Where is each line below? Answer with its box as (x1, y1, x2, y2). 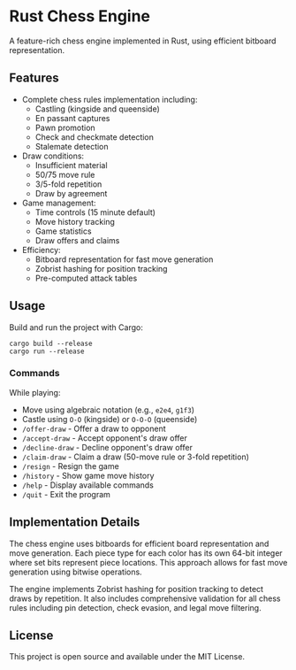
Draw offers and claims (34, 235, 120, 245)
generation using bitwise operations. (9, 566, 143, 577)
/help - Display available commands (21, 480, 155, 490)
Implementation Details (9, 515, 140, 530)
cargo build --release (9, 339, 93, 348)
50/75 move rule (34, 169, 95, 180)
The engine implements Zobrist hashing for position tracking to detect (9, 583, 263, 594)
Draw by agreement (34, 188, 108, 198)
